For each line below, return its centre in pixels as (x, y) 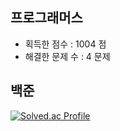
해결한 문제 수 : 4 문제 (67, 56)
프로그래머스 (46, 18)
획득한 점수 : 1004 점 (65, 44)
